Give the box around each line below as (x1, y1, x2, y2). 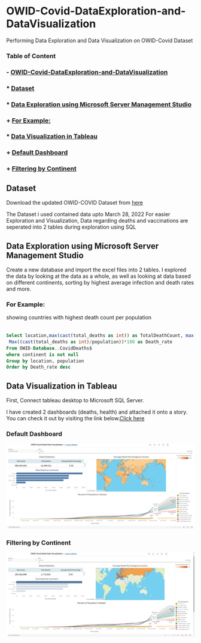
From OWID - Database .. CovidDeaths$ (6, 345, 93, 351)
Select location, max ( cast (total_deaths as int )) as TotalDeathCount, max (6, 333, 194, 339)
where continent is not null (6, 351, 79, 358)
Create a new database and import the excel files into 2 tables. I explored (6, 266, 187, 273)
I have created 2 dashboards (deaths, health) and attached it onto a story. (6, 408, 188, 415)
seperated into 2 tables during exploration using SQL (6, 223, 136, 231)
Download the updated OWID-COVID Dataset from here (6, 199, 144, 207)
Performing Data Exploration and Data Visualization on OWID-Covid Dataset (6, 37, 193, 44)
